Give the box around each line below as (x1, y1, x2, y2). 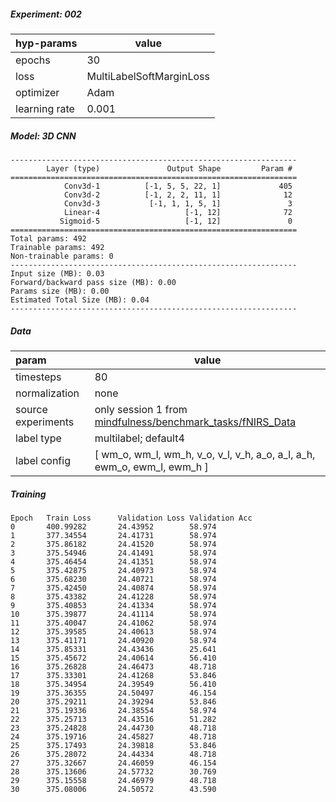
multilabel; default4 (94, 431, 185, 445)
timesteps (15, 370, 62, 384)
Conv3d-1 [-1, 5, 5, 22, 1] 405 (63, 181, 293, 191)
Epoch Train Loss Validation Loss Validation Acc (10, 513, 253, 523)
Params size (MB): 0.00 (10, 286, 110, 296)
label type (15, 431, 62, 445)
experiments (15, 415, 75, 429)
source (15, 402, 48, 416)
